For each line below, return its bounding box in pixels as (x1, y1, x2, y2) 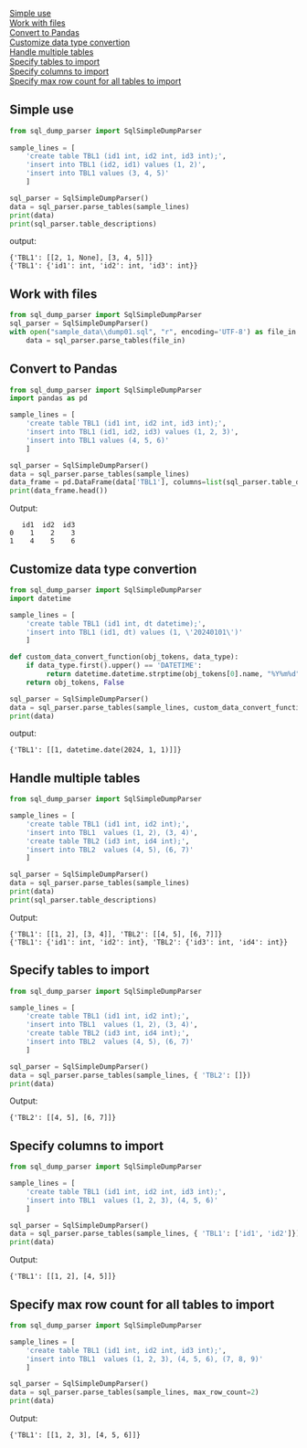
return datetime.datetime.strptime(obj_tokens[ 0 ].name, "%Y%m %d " (46, 670, 301, 679)
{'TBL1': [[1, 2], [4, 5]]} (9, 1272, 117, 1282)
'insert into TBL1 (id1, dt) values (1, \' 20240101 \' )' (26, 628, 244, 637)
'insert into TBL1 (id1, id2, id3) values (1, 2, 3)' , (26, 428, 239, 437)
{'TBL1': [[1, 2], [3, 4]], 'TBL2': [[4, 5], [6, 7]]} (9, 929, 223, 939)
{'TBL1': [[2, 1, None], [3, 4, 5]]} (9, 253, 153, 263)
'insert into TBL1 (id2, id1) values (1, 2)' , (26, 160, 206, 170)
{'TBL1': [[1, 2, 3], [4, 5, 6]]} (9, 1431, 142, 1440)
